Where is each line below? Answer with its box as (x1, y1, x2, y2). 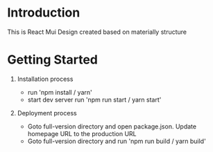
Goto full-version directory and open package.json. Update (27, 122, 196, 131)
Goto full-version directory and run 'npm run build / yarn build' (27, 137, 206, 145)
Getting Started (7, 52, 99, 68)
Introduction (7, 5, 80, 21)
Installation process (17, 75, 74, 83)
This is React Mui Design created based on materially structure (7, 28, 187, 36)
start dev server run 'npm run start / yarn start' (27, 95, 162, 104)
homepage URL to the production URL (27, 129, 137, 137)
